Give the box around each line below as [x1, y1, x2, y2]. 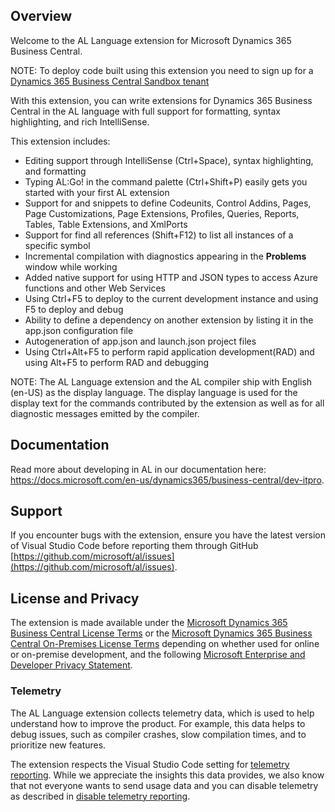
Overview [10, 8, 73, 25]
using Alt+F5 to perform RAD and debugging [24, 356, 210, 368]
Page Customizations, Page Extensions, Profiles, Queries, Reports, [24, 207, 300, 219]
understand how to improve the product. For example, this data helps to [10, 717, 306, 729]
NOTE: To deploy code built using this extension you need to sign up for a [10, 64, 314, 76]
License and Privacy [10, 590, 140, 607]
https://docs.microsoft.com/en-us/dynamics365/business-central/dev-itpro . [10, 474, 325, 486]
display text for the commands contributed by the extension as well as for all [10, 397, 325, 409]
